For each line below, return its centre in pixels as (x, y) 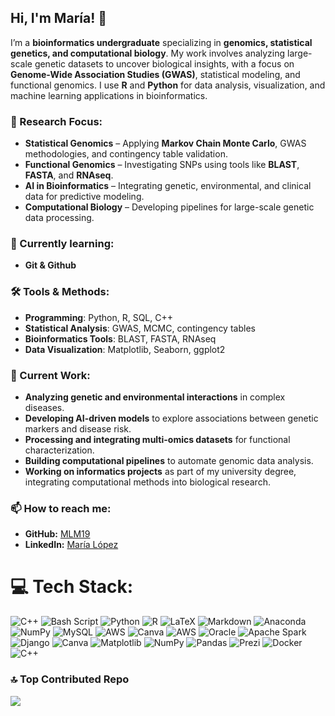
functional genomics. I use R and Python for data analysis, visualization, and (168, 85)
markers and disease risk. (78, 429)
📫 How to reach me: (61, 508)
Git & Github (50, 265)
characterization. (59, 450)
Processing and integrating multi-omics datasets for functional (157, 439)
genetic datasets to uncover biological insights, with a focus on (164, 63)
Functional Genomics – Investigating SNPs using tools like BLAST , (162, 165)
